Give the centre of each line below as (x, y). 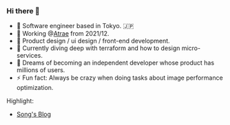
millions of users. (41, 70)
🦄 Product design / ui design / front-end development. (93, 41)
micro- (191, 48)
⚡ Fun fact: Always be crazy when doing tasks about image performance (119, 78)
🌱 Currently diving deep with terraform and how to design (98, 48)
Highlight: (20, 101)
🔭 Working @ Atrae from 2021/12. (63, 34)
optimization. (35, 88)
